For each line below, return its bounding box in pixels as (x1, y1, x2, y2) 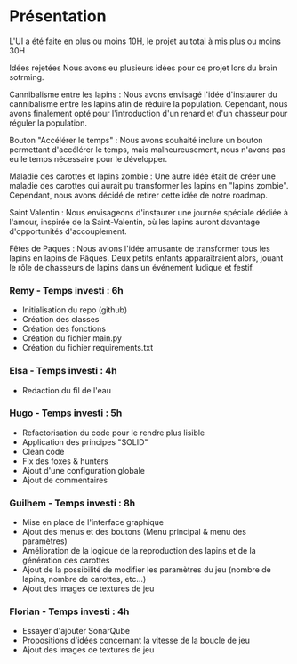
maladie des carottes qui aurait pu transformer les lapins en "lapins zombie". (9, 180, 289, 190)
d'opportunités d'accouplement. (9, 225, 127, 237)
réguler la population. (9, 117, 87, 128)
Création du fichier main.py (21, 333, 123, 344)
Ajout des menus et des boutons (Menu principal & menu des (21, 527, 247, 538)
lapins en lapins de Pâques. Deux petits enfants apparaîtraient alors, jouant (9, 252, 284, 263)
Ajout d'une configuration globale (21, 465, 145, 475)
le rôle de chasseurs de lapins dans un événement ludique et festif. (9, 262, 255, 272)
